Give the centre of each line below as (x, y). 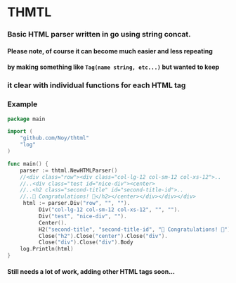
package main (26, 119)
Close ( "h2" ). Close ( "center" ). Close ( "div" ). (103, 236)
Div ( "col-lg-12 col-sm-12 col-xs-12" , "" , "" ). (109, 210)
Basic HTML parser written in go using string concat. (99, 34)
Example (22, 104)
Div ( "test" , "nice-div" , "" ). (83, 216)
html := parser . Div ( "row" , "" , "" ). (77, 203)
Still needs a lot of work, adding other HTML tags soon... (91, 271)
